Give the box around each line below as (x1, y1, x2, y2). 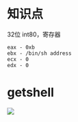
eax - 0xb (7, 44, 36, 51)
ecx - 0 (7, 56, 29, 62)
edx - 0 (7, 62, 29, 69)
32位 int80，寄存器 (7, 30, 61, 38)
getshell (7, 85, 55, 100)
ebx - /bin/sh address (7, 49, 72, 57)
